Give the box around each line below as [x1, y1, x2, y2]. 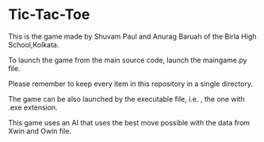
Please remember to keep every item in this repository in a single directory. [8, 79, 254, 88]
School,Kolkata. [8, 39, 59, 49]
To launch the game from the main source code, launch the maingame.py [8, 55, 247, 65]
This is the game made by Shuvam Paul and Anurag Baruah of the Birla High [8, 32, 257, 41]
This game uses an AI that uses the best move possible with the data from [8, 118, 251, 127]
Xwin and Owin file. [8, 126, 72, 136]
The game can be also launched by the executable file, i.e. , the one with [8, 94, 246, 103]
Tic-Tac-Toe [8, 6, 90, 24]
